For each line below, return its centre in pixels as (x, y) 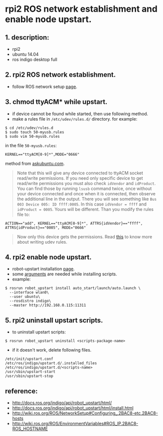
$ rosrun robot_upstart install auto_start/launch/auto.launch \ (73, 288)
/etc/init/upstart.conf (29, 359)
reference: (21, 391)
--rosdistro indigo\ (30, 301)
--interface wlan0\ (29, 292)
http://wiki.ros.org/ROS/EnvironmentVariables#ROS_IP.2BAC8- (75, 424)
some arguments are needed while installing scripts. (64, 274)
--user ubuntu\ (25, 297)
